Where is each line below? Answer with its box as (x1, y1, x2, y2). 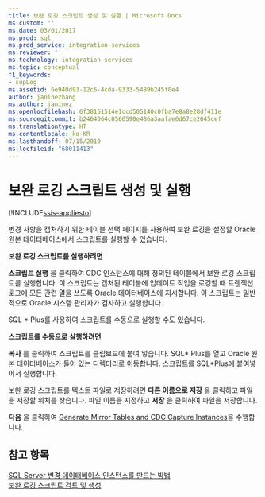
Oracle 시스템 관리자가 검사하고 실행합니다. (29, 298, 163, 308)
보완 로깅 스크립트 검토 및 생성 (8, 480, 102, 490)
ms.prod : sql (8, 33, 52, 42)
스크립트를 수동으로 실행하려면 (8, 332, 102, 342)
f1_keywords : (8, 71, 52, 79)
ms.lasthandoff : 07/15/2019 (8, 137, 102, 146)
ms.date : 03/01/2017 (8, 26, 77, 34)
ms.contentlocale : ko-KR (8, 130, 90, 138)
